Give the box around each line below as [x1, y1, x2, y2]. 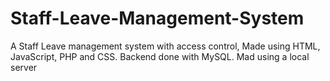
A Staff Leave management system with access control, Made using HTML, [10, 40, 321, 52]
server [10, 61, 38, 73]
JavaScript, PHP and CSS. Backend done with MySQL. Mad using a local [10, 50, 310, 62]
